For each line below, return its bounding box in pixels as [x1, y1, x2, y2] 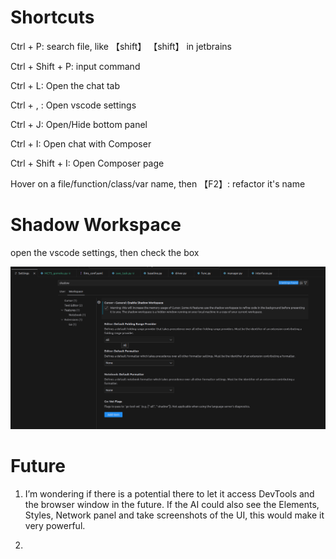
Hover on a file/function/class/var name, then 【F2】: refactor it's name [10, 177, 306, 190]
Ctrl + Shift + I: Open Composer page [10, 157, 165, 169]
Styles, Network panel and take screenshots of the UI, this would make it [24, 509, 325, 521]
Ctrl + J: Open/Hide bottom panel [10, 118, 148, 130]
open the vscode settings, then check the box [10, 246, 200, 258]
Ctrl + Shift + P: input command [10, 60, 141, 72]
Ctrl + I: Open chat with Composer [10, 137, 152, 150]
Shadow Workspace [10, 214, 182, 236]
